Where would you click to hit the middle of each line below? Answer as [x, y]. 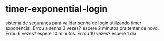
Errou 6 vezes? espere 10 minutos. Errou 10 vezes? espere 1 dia [71, 33]
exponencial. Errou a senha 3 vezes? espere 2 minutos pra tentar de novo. [82, 28]
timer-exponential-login [56, 9]
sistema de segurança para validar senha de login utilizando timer [73, 23]
